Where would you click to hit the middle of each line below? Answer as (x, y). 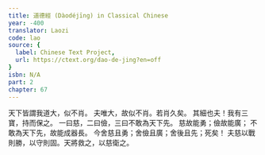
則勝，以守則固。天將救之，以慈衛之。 (71, 143)
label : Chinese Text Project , (65, 52)
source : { (25, 45)
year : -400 (26, 23)
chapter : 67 (28, 89)
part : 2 (21, 82)
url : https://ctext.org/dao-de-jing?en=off (88, 60)
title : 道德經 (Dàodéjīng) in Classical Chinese (88, 15)
